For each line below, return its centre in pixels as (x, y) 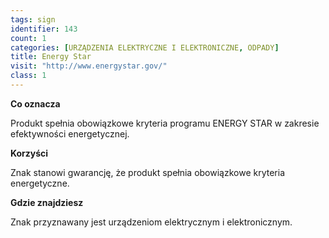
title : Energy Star (51, 57)
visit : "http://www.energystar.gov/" (89, 66)
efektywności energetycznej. (70, 133)
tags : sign (33, 19)
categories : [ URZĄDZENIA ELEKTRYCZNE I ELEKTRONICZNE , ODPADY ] (145, 47)
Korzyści (29, 153)
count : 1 (28, 38)
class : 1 (28, 76)
